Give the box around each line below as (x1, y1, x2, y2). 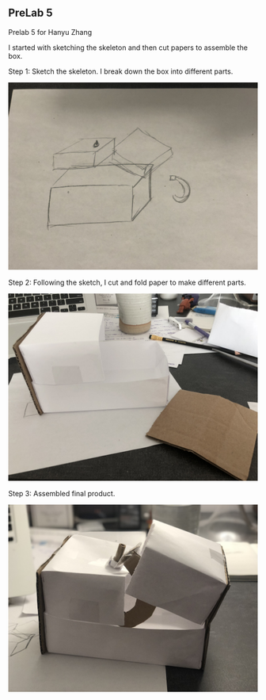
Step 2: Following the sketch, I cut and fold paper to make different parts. (8, 277, 247, 287)
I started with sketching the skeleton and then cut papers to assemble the (8, 43, 248, 52)
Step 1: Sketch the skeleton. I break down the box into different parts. (8, 67, 234, 76)
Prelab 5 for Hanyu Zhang (8, 27, 93, 36)
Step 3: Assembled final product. (8, 488, 116, 498)
